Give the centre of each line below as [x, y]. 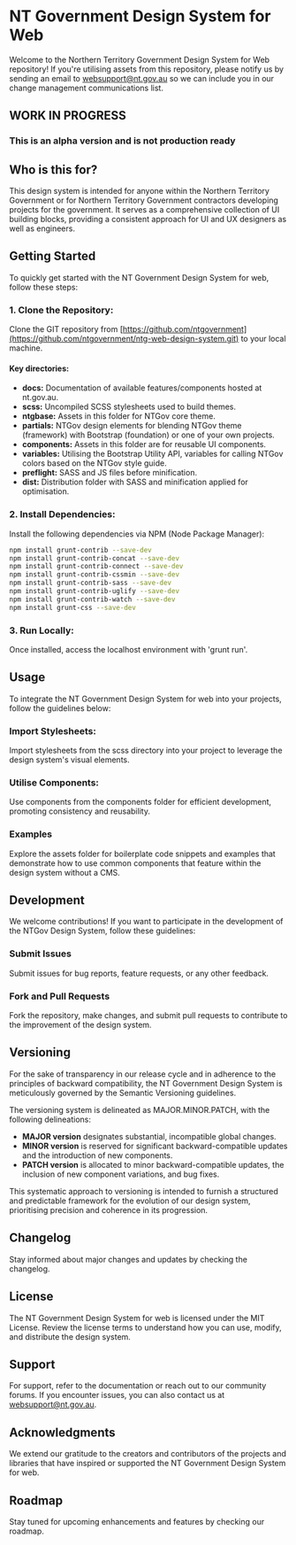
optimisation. [46, 491]
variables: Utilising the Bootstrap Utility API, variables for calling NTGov [152, 454]
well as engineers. [42, 228]
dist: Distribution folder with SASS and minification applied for [135, 482]
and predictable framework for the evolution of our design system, [130, 1201]
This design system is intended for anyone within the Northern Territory [139, 191]
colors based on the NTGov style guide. [94, 463]
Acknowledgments [63, 1432]
